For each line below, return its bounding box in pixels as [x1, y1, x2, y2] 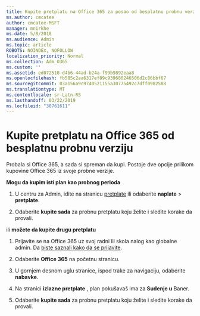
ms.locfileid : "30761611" [6, 103, 70, 109]
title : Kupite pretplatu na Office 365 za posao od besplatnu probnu [6, 8, 183, 15]
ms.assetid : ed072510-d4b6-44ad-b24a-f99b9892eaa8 [6, 70, 135, 76]
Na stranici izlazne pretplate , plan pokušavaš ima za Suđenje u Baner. [14, 285, 189, 292]
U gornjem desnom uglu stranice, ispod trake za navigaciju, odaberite [14, 267, 186, 274]
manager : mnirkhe [6, 25, 49, 32]
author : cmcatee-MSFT [6, 20, 60, 26]
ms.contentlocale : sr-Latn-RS [6, 92, 82, 98]
